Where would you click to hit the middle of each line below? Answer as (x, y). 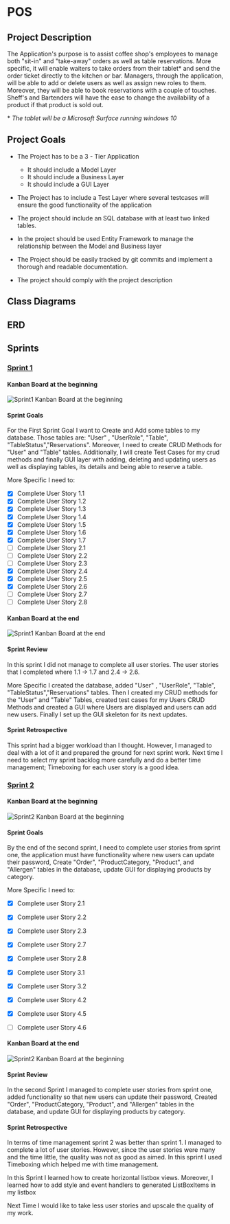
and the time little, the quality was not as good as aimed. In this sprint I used (115, 1157)
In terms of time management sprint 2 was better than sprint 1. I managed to (114, 1143)
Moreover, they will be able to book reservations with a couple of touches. (112, 90)
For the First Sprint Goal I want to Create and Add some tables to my (104, 431)
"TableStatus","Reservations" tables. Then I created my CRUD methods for (113, 692)
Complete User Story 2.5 (52, 579)
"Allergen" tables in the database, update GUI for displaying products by (109, 870)
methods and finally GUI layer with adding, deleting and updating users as (112, 460)
